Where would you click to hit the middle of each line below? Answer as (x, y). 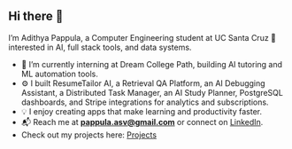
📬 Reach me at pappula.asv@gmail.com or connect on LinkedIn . (142, 122)
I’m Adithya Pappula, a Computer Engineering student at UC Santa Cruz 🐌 (142, 37)
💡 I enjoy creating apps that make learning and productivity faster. (142, 111)
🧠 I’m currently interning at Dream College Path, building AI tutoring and (152, 64)
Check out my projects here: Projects (88, 135)
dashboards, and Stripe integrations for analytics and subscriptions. (145, 102)
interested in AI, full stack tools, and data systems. (100, 47)
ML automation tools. (60, 74)
